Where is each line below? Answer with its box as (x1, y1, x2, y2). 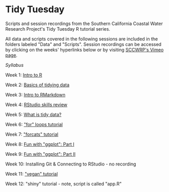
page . (5, 52, 18, 58)
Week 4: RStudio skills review (5, 101, 68, 108)
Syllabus (5, 62, 24, 68)
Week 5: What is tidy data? (5, 111, 61, 117)
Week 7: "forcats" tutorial (5, 131, 59, 137)
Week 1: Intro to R (5, 71, 43, 78)
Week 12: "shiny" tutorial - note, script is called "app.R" (5, 180, 122, 187)
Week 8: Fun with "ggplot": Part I (5, 141, 75, 147)
